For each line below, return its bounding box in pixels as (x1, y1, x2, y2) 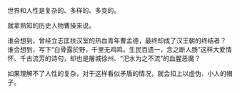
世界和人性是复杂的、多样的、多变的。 (7, 6, 120, 14)
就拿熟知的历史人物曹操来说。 (7, 21, 95, 30)
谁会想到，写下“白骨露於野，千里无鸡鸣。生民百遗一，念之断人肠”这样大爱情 (7, 45, 232, 53)
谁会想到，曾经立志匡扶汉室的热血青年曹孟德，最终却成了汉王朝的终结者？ (7, 36, 226, 45)
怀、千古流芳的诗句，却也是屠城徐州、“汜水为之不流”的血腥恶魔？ (7, 54, 201, 62)
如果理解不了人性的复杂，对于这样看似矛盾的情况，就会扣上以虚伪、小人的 (7, 70, 226, 77)
